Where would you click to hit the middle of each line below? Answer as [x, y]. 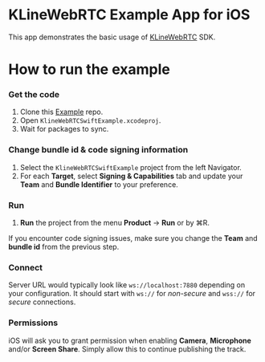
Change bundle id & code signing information [98, 150]
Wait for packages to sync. [64, 129]
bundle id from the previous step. [64, 247]
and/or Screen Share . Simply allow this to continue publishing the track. [127, 349]
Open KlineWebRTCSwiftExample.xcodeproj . [90, 120]
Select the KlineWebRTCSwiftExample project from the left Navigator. [131, 167]
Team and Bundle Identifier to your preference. [99, 184]
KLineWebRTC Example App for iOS [129, 15]
